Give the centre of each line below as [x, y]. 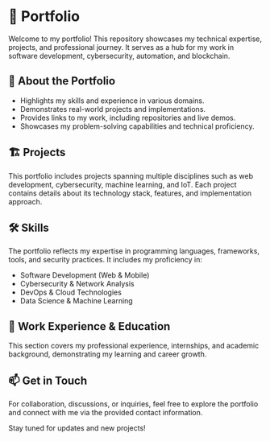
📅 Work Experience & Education [89, 326]
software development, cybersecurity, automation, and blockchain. [119, 56]
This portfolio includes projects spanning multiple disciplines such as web [131, 175]
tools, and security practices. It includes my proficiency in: [106, 260]
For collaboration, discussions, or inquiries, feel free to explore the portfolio [133, 404]
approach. [25, 201]
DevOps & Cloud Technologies [71, 292]
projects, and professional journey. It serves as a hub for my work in [121, 47]
